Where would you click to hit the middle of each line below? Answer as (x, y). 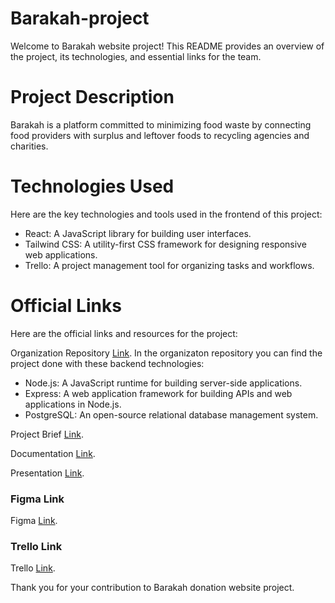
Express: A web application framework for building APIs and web (158, 393)
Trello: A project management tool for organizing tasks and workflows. (169, 265)
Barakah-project (80, 18)
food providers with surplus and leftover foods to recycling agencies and (160, 135)
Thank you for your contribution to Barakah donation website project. (152, 588)
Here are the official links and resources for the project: (124, 333)
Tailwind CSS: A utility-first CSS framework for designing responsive (165, 244)
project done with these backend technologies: (107, 363)
